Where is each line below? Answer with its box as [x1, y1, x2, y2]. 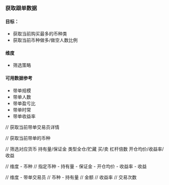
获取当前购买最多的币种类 [12, 31, 67, 37]
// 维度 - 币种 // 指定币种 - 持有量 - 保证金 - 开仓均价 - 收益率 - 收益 [5, 163, 147, 169]
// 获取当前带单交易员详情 [5, 124, 60, 130]
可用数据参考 [5, 75, 32, 81]
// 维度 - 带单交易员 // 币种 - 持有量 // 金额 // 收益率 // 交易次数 [5, 174, 137, 180]
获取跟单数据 [5, 4, 37, 11]
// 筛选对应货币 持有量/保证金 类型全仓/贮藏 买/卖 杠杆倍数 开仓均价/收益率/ [5, 145, 164, 152]
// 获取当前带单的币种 [5, 135, 51, 141]
